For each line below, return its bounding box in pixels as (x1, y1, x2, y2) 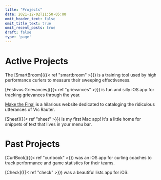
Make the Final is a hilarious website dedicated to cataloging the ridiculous (5, 101, 155, 107)
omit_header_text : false (5, 16, 56, 21)
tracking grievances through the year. (5, 92, 80, 98)
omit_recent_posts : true (5, 26, 56, 30)
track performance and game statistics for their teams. (5, 160, 115, 166)
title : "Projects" (5, 7, 42, 12)
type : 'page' (5, 35, 32, 40)
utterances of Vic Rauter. (5, 106, 55, 112)
